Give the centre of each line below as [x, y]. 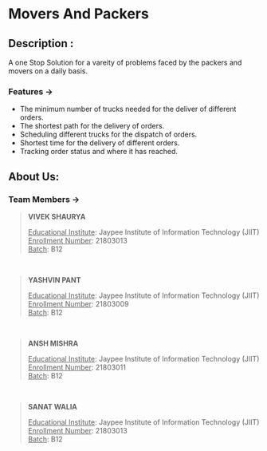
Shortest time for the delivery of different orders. [100, 143]
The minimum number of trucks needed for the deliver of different [128, 109]
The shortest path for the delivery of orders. [92, 126]
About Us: [34, 176]
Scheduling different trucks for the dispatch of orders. [108, 135]
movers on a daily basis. [48, 71]
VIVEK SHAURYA [57, 216]
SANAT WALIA [53, 406]
